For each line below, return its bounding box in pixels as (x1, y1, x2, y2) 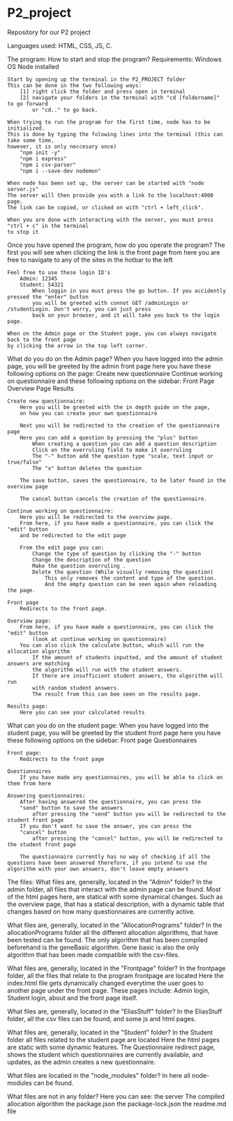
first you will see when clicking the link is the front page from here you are (7, 248, 220, 256)
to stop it (7, 228, 39, 235)
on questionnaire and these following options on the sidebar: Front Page (7, 377, 215, 385)
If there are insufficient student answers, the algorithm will (32, 672, 223, 679)
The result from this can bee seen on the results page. (32, 691, 201, 698)
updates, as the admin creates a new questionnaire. (7, 1058, 156, 1066)
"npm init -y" (20, 149, 61, 156)
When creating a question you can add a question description (32, 440, 217, 447)
